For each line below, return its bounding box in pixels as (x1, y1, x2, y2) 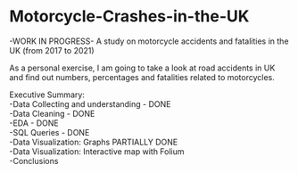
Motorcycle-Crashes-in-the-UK (9, 6, 250, 27)
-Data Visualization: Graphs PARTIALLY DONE (9, 136, 178, 147)
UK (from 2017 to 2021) (9, 45, 95, 55)
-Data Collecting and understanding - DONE (9, 98, 171, 109)
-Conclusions (9, 155, 59, 166)
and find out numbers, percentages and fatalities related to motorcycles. (9, 71, 275, 82)
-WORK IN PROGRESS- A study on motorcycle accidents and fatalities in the (9, 36, 289, 46)
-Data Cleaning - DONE (9, 108, 95, 119)
